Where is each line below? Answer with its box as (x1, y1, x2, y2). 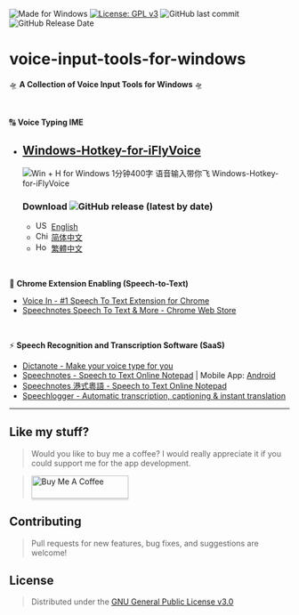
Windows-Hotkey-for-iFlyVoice (21, 143, 202, 158)
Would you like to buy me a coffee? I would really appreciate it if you (30, 448, 282, 458)
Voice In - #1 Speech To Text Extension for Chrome (21, 295, 210, 306)
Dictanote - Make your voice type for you (21, 360, 174, 371)
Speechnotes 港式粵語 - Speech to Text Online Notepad (21, 381, 227, 392)
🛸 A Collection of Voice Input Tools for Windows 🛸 (9, 78, 203, 89)
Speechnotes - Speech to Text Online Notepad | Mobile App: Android (21, 370, 276, 381)
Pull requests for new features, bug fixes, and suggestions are (30, 538, 260, 548)
